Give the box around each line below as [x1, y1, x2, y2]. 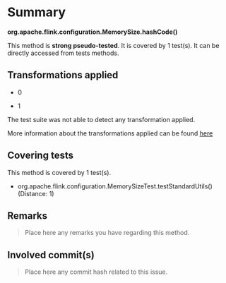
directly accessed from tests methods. [7, 49, 119, 57]
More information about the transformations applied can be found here [7, 128, 213, 138]
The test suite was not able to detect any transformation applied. [7, 115, 196, 124]
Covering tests [7, 150, 74, 162]
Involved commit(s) [7, 248, 95, 261]
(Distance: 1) [17, 189, 54, 198]
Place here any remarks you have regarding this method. [24, 229, 190, 237]
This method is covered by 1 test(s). [7, 168, 112, 176]
